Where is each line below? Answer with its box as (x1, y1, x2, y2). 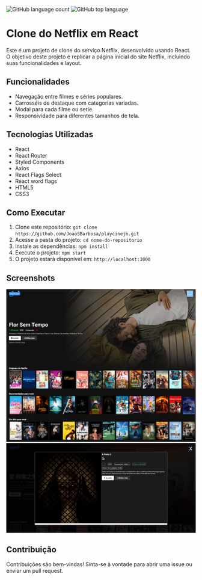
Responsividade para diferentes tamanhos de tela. (14, 112, 139, 119)
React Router (14, 152, 47, 159)
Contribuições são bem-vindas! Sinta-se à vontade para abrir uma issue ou (6, 560, 192, 568)
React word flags (14, 177, 57, 185)
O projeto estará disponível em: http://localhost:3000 (14, 256, 151, 263)
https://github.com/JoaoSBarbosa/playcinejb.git (14, 231, 139, 237)
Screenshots (6, 273, 55, 283)
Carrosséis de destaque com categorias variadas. (14, 99, 139, 106)
